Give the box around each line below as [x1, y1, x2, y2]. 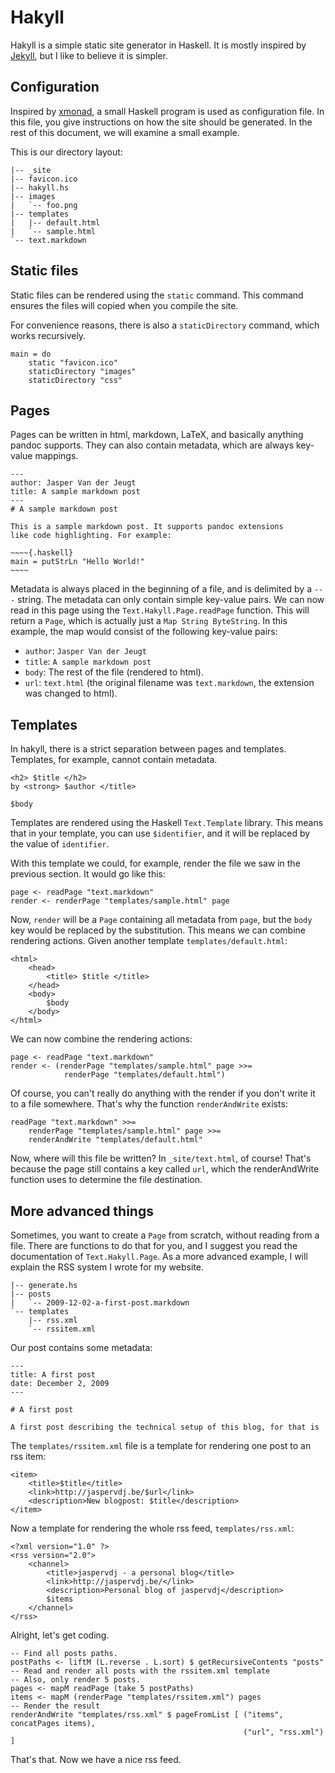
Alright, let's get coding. [10, 1629, 110, 1641]
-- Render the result [10, 1701, 101, 1711]
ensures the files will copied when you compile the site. [10, 299, 239, 311]
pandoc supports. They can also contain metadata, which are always [10, 439, 295, 451]
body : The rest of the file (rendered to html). [24, 666, 204, 678]
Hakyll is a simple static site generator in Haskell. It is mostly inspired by [10, 39, 307, 51]
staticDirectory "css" [28, 375, 123, 385]
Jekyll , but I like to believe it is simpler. [10, 49, 168, 61]
